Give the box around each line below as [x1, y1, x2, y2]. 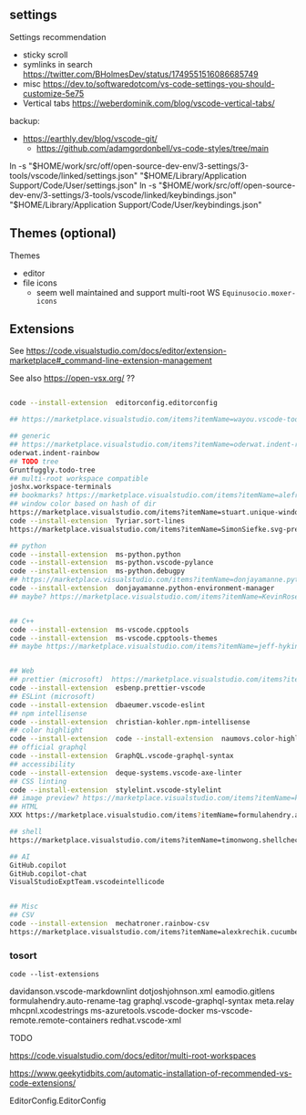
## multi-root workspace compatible [9, 474, 148, 483]
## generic [9, 432, 51, 441]
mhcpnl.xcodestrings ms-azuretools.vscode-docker [9, 1006, 205, 1016]
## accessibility [9, 759, 76, 769]
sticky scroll [22, 49, 68, 60]
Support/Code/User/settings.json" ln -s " [9, 180, 163, 191]
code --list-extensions [9, 970, 100, 979]
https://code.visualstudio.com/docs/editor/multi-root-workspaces [9, 1050, 257, 1061]
